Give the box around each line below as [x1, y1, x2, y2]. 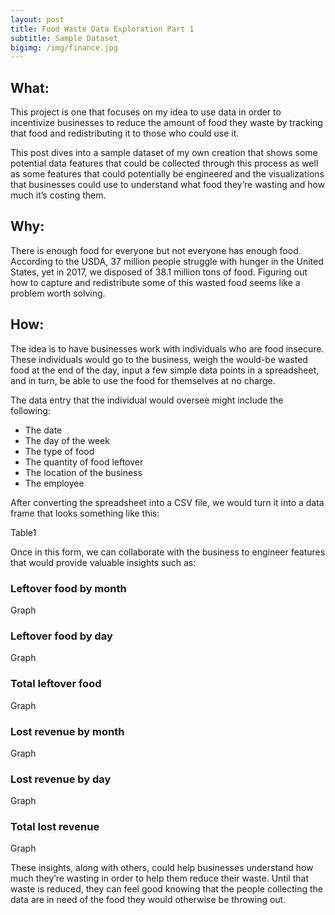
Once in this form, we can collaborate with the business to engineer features [10, 546, 326, 558]
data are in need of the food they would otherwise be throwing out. [10, 894, 287, 906]
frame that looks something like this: [10, 507, 160, 519]
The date [24, 424, 63, 436]
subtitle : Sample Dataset [10, 33, 118, 43]
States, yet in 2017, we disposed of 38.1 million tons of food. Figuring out [10, 266, 308, 278]
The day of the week [24, 434, 110, 446]
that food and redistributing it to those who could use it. [10, 127, 240, 140]
